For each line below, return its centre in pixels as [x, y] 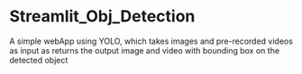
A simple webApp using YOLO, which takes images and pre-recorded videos [151, 41]
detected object [39, 60]
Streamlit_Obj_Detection [102, 16]
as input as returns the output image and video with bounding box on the [145, 50]
